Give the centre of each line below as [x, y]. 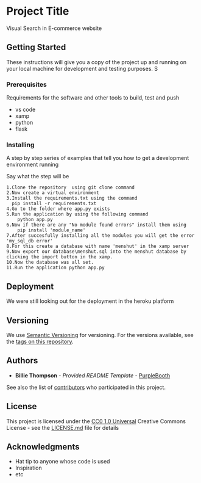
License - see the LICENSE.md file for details [63, 427]
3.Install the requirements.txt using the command [72, 198]
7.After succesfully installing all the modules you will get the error [100, 236]
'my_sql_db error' [30, 241]
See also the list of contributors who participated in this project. [86, 387]
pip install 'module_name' [51, 230]
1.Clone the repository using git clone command [71, 187]
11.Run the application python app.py [55, 268]
